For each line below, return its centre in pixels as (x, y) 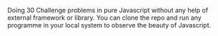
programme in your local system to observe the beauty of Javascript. (109, 25)
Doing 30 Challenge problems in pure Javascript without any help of (108, 10)
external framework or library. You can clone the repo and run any (104, 18)
